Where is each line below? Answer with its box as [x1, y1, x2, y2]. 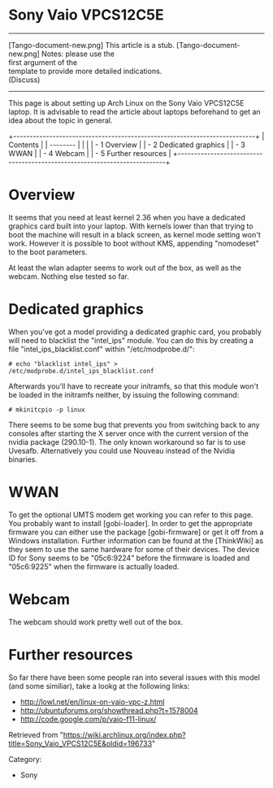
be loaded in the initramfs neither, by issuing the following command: [8, 390, 240, 399]
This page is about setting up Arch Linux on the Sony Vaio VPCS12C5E [8, 98, 245, 107]
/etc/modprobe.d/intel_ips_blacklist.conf [8, 367, 154, 375]
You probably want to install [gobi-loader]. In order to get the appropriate [8, 518, 253, 528]
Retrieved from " [8, 729, 63, 739]
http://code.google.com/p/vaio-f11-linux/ [19, 714, 157, 724]
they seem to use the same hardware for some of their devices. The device [8, 544, 260, 554]
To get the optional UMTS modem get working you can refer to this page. [8, 510, 253, 520]
